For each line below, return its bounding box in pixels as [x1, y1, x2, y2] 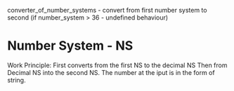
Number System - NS [7, 38, 134, 54]
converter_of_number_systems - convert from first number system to [7, 6, 207, 14]
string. [7, 76, 26, 84]
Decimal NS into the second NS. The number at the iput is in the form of [7, 68, 216, 76]
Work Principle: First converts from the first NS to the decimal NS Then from [7, 61, 228, 69]
